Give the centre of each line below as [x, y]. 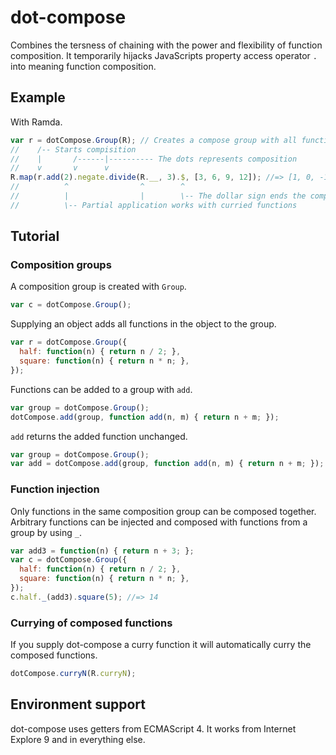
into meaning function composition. [83, 66]
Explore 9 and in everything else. [78, 739]
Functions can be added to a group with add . [101, 389]
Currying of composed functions [91, 623]
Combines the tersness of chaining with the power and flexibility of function [166, 45]
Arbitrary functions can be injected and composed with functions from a [159, 522]
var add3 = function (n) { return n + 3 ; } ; [102, 551]
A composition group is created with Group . [98, 287]
